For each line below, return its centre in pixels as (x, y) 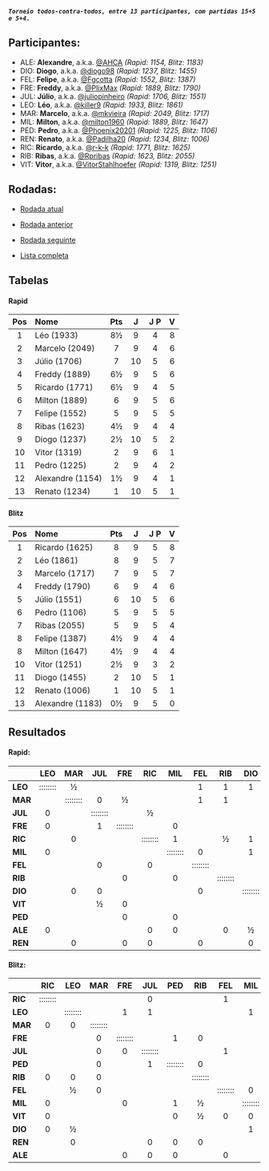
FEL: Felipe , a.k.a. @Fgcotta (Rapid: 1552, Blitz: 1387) (108, 79)
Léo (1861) (56, 560)
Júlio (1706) (58, 362)
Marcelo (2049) (65, 348)
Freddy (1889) (63, 375)
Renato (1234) (62, 491)
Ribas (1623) (60, 427)
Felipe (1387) (61, 639)
